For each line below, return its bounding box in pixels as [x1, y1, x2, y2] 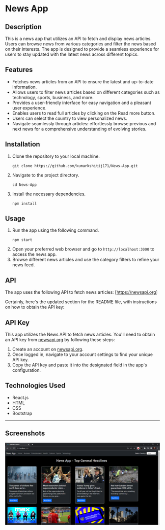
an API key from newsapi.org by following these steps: [5, 337, 115, 343]
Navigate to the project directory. [12, 172, 80, 178]
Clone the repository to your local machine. [12, 153, 100, 159]
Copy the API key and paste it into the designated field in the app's [12, 362, 147, 368]
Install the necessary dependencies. [12, 191, 86, 197]
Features [5, 66, 33, 74]
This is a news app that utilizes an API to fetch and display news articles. [5, 35, 152, 41]
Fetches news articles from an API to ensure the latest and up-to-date [12, 78, 154, 84]
